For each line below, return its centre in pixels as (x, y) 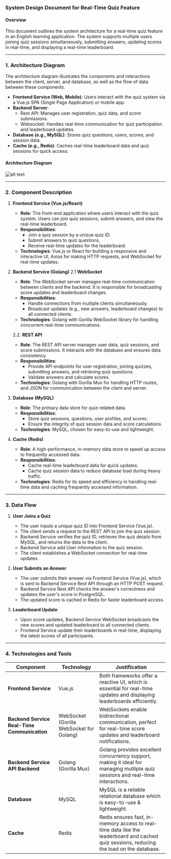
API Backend (24, 768)
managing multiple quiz (127, 768)
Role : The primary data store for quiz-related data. (73, 408)
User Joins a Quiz (32, 516)
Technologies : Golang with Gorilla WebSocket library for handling (89, 319)
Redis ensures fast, (122, 817)
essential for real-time (126, 688)
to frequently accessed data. (50, 454)
